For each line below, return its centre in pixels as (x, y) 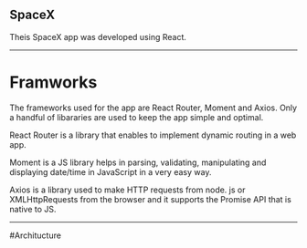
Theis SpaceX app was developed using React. (98, 36)
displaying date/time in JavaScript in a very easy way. (111, 171)
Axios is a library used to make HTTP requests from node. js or (127, 190)
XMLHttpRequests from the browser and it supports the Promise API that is (151, 199)
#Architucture (36, 235)
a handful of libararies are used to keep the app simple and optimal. (137, 117)
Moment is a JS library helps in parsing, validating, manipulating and (138, 162)
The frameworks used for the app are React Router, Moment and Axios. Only (153, 108)
